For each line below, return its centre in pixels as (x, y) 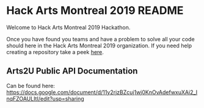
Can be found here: (31, 86)
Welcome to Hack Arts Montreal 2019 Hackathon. (68, 27)
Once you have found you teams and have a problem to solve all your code (100, 39)
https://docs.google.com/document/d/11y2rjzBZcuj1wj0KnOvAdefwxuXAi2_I (102, 92)
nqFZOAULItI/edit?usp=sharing (45, 98)
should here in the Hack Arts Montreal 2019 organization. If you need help (99, 46)
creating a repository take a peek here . (55, 52)
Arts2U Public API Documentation (72, 71)
